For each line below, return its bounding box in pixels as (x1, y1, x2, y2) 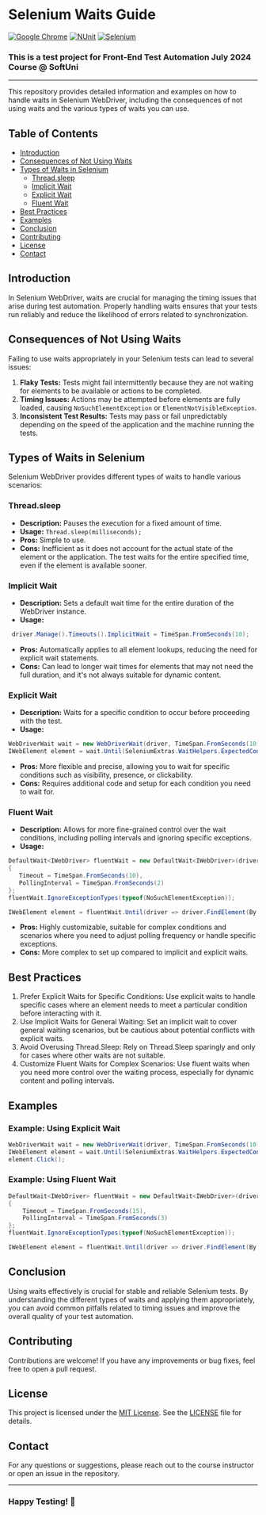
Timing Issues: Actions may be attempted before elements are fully (19, 394, 241, 404)
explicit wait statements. (19, 652, 99, 663)
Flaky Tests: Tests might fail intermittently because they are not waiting (19, 377, 254, 387)
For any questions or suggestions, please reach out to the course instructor (8, 1460, 255, 1470)
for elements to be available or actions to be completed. (19, 386, 202, 396)
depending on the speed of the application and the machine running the (19, 419, 255, 429)
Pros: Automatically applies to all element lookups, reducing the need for (19, 645, 258, 654)
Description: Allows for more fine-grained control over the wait (19, 824, 226, 834)
